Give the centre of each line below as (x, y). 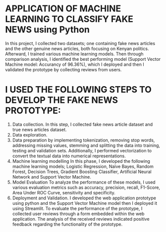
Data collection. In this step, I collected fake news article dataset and (83, 124)
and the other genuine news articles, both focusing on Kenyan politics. (77, 48)
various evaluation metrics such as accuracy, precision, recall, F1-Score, (86, 187)
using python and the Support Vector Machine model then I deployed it (85, 203)
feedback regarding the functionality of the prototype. (67, 224)
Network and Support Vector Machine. (52, 177)
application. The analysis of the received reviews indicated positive (81, 219)
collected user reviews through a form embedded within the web (78, 214)
